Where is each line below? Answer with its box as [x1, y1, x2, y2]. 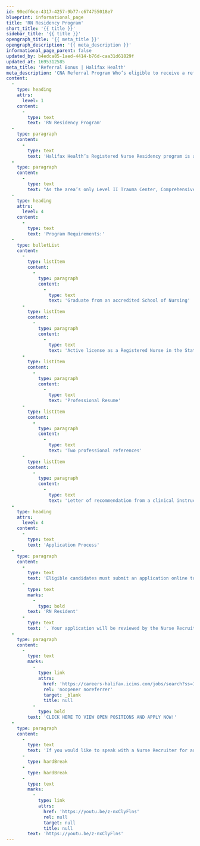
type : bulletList [17, 242, 60, 248]
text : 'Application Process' [27, 542, 100, 548]
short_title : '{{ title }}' [6, 25, 76, 32]
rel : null [43, 814, 68, 820]
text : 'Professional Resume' [48, 398, 121, 404]
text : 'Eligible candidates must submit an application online [27, 575, 187, 581]
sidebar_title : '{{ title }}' [6, 31, 82, 37]
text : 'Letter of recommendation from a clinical [48, 497, 174, 504]
